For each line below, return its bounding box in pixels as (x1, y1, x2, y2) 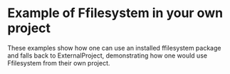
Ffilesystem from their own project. (7, 58, 110, 67)
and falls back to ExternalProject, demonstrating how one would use (7, 51, 208, 60)
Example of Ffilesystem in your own (7, 5, 223, 21)
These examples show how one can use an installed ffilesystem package (7, 43, 221, 52)
